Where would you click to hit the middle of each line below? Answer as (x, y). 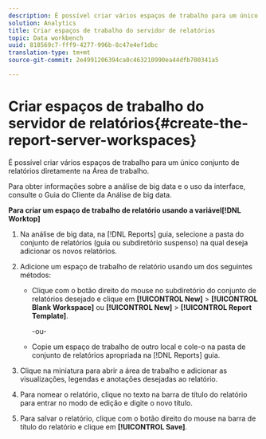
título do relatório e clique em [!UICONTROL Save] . (104, 426)
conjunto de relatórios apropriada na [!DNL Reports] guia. (126, 355)
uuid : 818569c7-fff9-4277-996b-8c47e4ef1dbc (83, 45)
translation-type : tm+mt (49, 53)
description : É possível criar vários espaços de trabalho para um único (133, 16)
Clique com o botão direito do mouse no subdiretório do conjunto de (144, 290)
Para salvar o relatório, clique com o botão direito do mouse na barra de (138, 418)
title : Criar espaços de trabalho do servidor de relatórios (112, 30)
